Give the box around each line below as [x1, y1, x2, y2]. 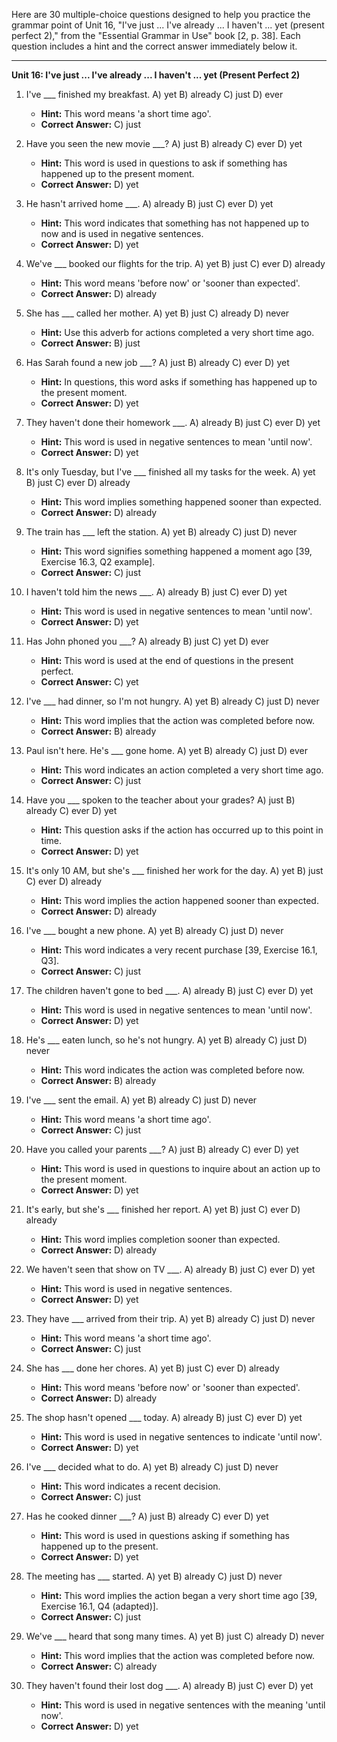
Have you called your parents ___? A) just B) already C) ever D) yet [25, 1144, 299, 1155]
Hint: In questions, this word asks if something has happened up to [40, 376, 318, 388]
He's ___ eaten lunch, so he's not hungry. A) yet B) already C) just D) [25, 1034, 308, 1046]
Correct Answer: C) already [40, 1660, 158, 1672]
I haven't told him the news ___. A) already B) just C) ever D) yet [25, 586, 288, 598]
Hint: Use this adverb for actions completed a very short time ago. [40, 327, 315, 338]
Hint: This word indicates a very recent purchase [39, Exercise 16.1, [40, 944, 318, 956]
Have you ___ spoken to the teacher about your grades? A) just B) [25, 794, 296, 806]
